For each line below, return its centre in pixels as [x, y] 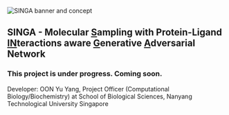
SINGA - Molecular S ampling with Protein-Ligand [115, 32]
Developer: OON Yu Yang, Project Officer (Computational [88, 89]
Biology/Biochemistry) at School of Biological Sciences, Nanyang [100, 96]
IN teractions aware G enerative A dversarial [101, 43]
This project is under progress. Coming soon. [85, 74]
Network [27, 54]
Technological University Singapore [58, 103]
